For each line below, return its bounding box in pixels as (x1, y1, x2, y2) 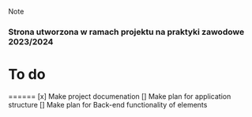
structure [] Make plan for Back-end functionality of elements (8, 100, 208, 109)
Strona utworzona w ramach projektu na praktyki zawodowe (8, 26, 245, 37)
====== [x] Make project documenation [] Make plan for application (8, 91, 231, 101)
